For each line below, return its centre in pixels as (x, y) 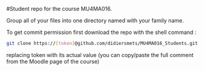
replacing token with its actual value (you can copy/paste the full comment (100, 55)
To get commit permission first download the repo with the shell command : (101, 32)
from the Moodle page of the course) (53, 61)
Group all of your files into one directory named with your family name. (95, 20)
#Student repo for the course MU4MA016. (59, 9)
